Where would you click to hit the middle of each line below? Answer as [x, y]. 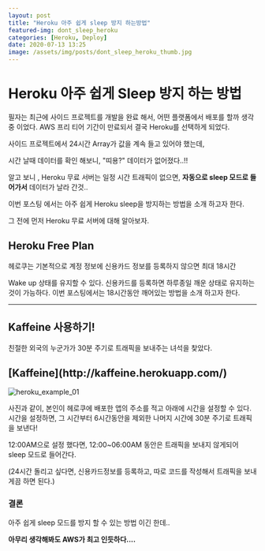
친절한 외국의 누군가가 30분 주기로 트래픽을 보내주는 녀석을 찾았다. [110, 347]
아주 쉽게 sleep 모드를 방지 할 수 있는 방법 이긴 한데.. [89, 523]
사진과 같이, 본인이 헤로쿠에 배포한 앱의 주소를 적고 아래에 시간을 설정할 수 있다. [130, 408]
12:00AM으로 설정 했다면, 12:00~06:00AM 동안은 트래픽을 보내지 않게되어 [123, 445]
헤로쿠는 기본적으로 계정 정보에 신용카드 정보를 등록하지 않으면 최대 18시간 [122, 266]
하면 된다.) [39, 482]
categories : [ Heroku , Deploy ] [58, 37]
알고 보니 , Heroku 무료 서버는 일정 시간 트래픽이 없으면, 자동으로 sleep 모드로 [128, 177]
